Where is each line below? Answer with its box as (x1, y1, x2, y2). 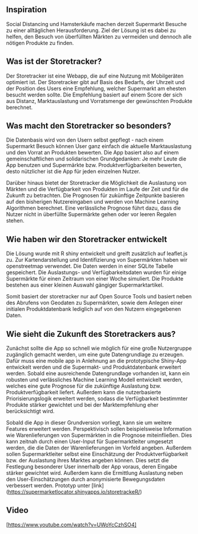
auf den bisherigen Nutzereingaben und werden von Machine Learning (6, 198, 179, 205)
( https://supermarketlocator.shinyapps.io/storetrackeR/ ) (6, 488, 142, 496)
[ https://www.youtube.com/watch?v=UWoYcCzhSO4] (6, 521, 137, 528)
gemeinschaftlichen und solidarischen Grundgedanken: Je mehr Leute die (6, 155, 187, 162)
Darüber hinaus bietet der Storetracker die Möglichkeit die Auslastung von (6, 179, 187, 186)
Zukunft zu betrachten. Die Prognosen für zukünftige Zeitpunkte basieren (6, 192, 185, 199)
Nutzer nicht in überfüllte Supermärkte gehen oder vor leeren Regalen (6, 211, 177, 218)
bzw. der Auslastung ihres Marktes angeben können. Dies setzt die (6, 457, 169, 464)
